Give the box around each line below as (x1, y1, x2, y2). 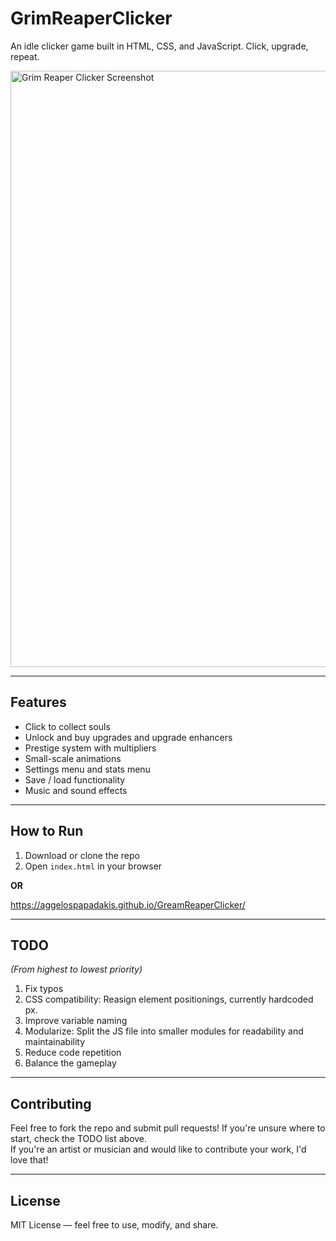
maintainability (24, 1036, 86, 1048)
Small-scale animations (24, 752, 122, 764)
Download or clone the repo (24, 849, 140, 861)
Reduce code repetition (24, 1047, 122, 1059)
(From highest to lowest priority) (10, 963, 143, 976)
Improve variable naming (24, 1015, 128, 1027)
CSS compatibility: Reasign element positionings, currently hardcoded (24, 993, 314, 1006)
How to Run (10, 823, 84, 840)
